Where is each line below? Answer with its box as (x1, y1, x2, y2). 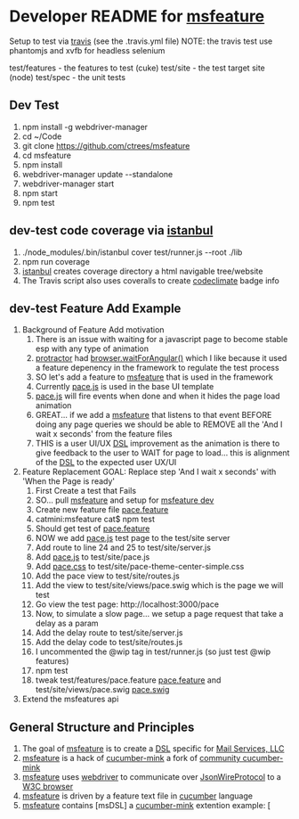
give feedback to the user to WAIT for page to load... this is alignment (35, 447, 290, 458)
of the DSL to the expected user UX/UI (35, 457, 177, 468)
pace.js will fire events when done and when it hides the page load (35, 390, 280, 402)
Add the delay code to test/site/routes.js (35, 637, 183, 648)
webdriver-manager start (21, 178, 115, 189)
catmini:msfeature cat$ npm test (35, 514, 156, 525)
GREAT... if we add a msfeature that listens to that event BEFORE (35, 410, 272, 421)
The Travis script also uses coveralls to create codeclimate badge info (21, 274, 280, 286)
